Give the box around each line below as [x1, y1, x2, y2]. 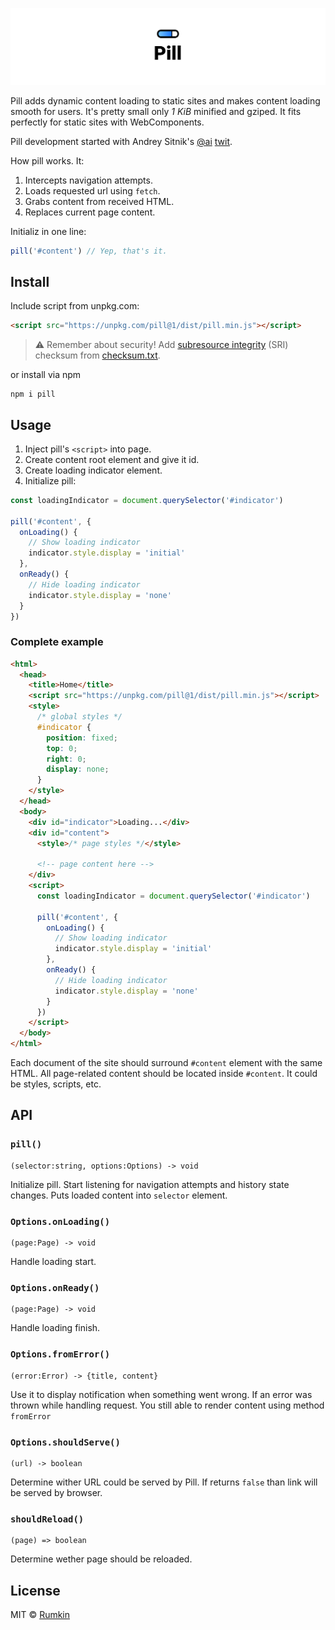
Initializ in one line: [10, 225, 87, 237]
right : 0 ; [46, 754, 87, 764]
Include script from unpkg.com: [10, 300, 140, 312]
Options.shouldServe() [10, 1436, 121, 1448]
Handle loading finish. [10, 1322, 101, 1334]
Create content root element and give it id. [24, 453, 200, 465]
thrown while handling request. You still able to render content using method [10, 1399, 325, 1411]
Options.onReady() [10, 1283, 100, 1293]
